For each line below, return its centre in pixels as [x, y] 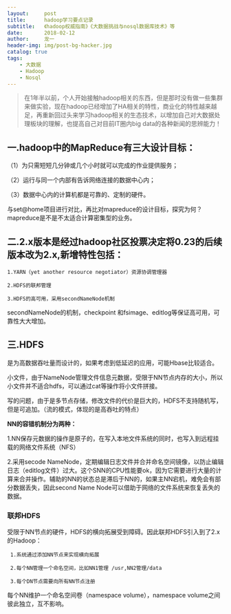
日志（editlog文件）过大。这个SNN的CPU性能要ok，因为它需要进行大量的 [111, 470]
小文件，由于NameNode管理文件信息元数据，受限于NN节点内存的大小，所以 [115, 377]
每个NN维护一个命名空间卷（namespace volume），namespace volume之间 [114, 595]
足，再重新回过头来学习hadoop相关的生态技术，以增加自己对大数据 [119, 115]
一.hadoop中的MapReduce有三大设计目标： [101, 148]
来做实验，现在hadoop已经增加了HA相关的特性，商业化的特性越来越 [120, 107]
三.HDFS [25, 345]
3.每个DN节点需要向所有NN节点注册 [53, 582]
